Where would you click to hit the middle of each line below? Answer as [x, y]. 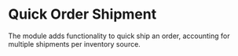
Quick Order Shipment [82, 14]
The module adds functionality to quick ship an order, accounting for [119, 36]
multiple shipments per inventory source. [75, 44]
